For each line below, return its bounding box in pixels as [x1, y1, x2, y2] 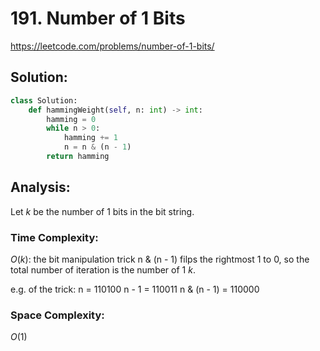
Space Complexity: [10, 308, 105, 322]
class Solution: [10, 95, 78, 106]
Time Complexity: [10, 230, 99, 244]
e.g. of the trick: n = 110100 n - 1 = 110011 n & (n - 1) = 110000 [10, 283, 260, 295]
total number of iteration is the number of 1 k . [10, 263, 196, 276]
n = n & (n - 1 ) [63, 142, 132, 152]
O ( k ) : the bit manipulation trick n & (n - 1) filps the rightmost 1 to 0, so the [10, 253, 310, 265]
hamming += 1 [63, 133, 118, 143]
